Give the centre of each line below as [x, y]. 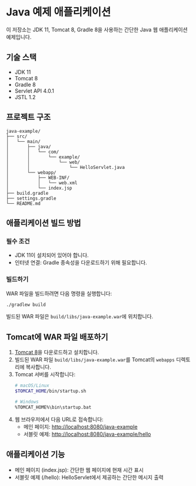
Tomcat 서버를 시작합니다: [45, 374]
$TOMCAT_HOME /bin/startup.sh [50, 391]
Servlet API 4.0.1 [34, 91]
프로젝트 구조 [29, 117]
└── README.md [24, 203]
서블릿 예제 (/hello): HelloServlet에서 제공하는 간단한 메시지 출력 [89, 477]
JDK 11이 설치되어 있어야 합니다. [52, 255]
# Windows [27, 402]
